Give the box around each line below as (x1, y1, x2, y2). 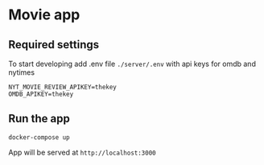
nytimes (8, 68, 35, 77)
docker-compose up (8, 133, 70, 142)
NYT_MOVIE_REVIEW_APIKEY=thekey (8, 83, 117, 91)
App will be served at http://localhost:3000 (8, 147, 157, 157)
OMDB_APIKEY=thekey (8, 90, 74, 98)
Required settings (8, 38, 100, 52)
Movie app (8, 6, 80, 24)
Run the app (8, 112, 70, 126)
